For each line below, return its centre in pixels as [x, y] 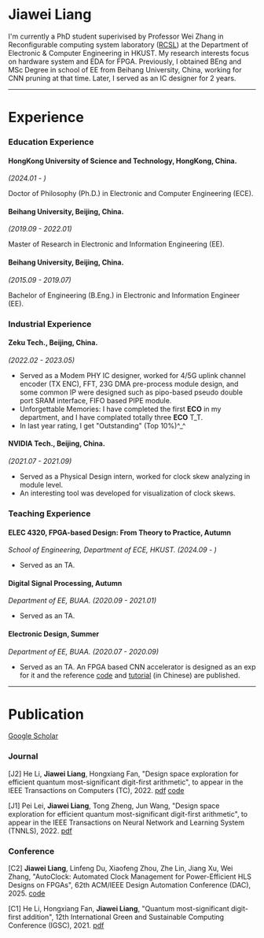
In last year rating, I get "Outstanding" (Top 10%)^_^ [103, 425]
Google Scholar [33, 736]
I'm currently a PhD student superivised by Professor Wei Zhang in [116, 36]
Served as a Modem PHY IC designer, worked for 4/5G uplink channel [132, 375]
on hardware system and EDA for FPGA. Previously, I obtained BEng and [125, 61]
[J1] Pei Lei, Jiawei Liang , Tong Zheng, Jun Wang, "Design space [114, 806]
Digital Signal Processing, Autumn [65, 583]
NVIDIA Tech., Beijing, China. [57, 443]
